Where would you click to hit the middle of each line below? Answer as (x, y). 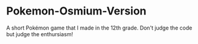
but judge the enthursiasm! (40, 34)
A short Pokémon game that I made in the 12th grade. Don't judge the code (99, 28)
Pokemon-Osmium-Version (76, 11)
